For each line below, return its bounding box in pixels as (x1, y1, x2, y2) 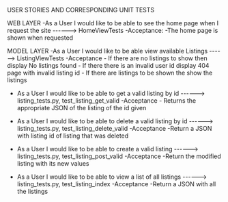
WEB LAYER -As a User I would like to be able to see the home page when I (7, 19, 219, 27)
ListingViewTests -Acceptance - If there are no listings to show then (16, 54, 208, 62)
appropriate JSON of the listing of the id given (16, 104, 147, 112)
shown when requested (7, 34, 74, 42)
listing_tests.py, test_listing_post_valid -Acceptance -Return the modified (16, 152, 222, 160)
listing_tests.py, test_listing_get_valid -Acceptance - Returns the (16, 97, 197, 105)
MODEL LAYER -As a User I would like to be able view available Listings (7, 47, 208, 55)
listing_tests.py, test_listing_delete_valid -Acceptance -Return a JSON (16, 125, 212, 132)
